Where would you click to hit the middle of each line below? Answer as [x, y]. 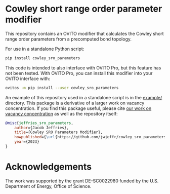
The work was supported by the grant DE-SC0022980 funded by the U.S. [82, 181]
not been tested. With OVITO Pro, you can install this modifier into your [79, 73]
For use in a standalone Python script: [45, 49]
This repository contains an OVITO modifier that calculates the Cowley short [84, 33]
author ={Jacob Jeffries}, [42, 128]
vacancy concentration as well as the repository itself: [61, 113]
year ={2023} [27, 142]
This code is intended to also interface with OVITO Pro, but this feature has [83, 68]
